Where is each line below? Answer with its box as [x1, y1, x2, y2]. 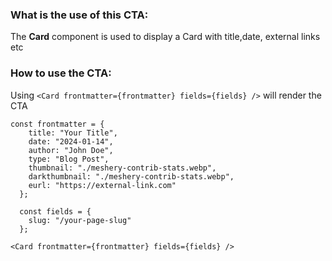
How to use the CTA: [10, 66, 112, 80]
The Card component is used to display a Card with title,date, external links [10, 31, 321, 43]
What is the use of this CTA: [10, 8, 149, 22]
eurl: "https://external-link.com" [28, 180, 177, 190]
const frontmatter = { [10, 119, 105, 129]
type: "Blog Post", [28, 154, 110, 164]
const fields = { [19, 206, 92, 217]
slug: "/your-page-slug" [28, 215, 132, 225]
